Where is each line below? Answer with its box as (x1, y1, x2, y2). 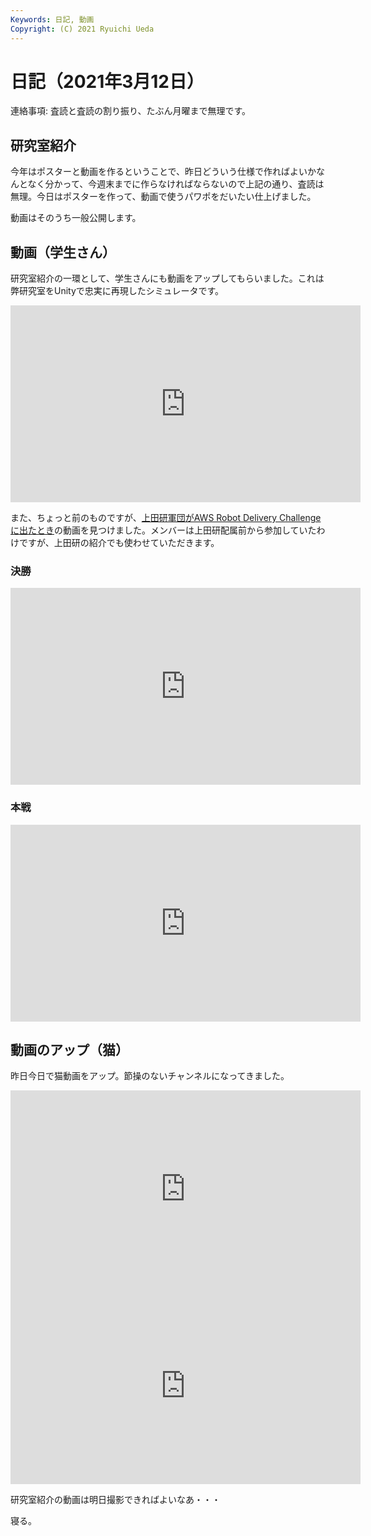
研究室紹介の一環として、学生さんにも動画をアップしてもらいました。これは (10, 272, 325, 285)
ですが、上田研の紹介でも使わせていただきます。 (18, 537, 220, 549)
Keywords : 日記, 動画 (10, 14, 95, 25)
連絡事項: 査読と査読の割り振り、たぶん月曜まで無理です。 (10, 105, 252, 117)
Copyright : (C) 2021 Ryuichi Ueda (10, 24, 155, 34)
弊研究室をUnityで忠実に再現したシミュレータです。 (10, 285, 225, 297)
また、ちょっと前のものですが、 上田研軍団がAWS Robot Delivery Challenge (10, 512, 322, 524)
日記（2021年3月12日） (10, 70, 205, 93)
